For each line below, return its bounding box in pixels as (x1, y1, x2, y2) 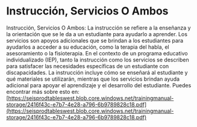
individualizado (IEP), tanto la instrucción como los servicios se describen (6, 56, 190, 63)
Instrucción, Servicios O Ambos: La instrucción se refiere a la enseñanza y (6, 24, 191, 31)
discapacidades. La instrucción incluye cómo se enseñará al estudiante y (6, 69, 188, 76)
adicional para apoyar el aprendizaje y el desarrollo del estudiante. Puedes (6, 81, 192, 88)
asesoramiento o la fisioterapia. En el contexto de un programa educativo (6, 49, 188, 57)
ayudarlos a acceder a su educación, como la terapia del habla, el (6, 43, 170, 51)
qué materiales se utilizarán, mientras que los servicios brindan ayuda (6, 75, 180, 82)
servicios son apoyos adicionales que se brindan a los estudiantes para (6, 37, 184, 44)
